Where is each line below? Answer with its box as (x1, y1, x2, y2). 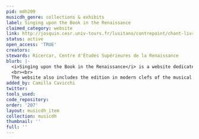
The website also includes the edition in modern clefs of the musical (11, 75, 192, 80)
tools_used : (6, 91, 36, 97)
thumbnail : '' (6, 119, 41, 125)
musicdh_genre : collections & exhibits (6, 14, 105, 20)
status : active (6, 36, 44, 42)
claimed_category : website (6, 25, 73, 31)
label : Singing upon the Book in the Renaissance (6, 20, 131, 25)
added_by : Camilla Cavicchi (6, 80, 76, 86)
